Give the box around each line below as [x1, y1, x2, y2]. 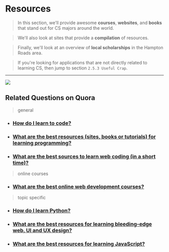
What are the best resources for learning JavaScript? [12, 240, 145, 247]
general [17, 107, 34, 113]
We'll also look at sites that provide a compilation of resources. [17, 35, 149, 41]
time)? [12, 159, 29, 166]
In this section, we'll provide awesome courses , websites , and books [17, 20, 162, 26]
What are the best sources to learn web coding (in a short [12, 153, 156, 160]
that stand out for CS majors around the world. [17, 25, 114, 31]
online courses [17, 171, 49, 177]
